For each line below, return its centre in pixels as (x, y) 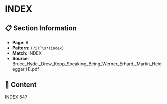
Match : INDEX (27, 53)
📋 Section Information (41, 28)
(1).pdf (32, 69)
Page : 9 (20, 42)
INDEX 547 (16, 97)
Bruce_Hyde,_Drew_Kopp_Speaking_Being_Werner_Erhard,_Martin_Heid (87, 64)
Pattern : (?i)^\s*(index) (38, 48)
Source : (20, 59)
